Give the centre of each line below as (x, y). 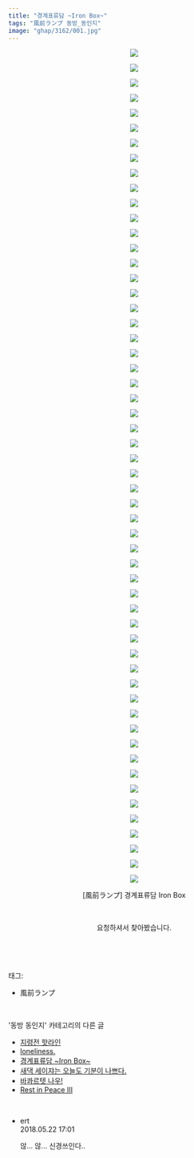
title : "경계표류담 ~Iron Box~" (58, 16)
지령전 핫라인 (40, 1043)
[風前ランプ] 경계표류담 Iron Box (134, 895)
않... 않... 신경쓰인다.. (53, 1146)
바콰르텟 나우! (42, 1081)
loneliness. (38, 1051)
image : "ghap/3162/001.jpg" (55, 30)
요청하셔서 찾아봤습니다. (134, 928)
